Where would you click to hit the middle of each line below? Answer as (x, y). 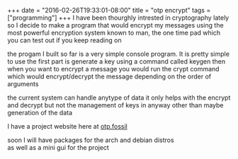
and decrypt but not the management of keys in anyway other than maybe (115, 105)
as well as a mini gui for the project (58, 147)
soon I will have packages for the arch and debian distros (91, 140)
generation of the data (40, 113)
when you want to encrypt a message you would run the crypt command (113, 69)
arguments (23, 84)
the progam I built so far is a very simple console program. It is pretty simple (119, 54)
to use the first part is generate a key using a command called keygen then (117, 61)
